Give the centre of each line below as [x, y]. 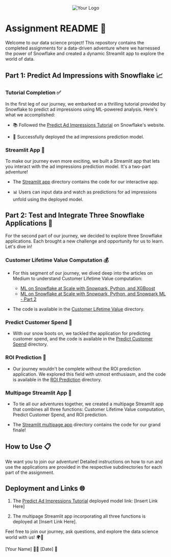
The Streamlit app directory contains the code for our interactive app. [86, 182]
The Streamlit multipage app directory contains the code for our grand [87, 424]
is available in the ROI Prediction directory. [57, 379]
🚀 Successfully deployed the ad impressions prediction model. [78, 137]
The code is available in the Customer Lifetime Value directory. [78, 309]
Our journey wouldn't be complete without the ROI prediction [77, 369]
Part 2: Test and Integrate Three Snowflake [75, 215]
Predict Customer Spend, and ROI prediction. [60, 415]
